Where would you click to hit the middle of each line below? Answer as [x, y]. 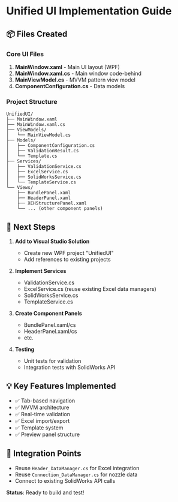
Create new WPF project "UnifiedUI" [69, 252]
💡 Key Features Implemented [61, 386]
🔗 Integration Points [44, 454]
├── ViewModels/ [26, 130]
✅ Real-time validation [43, 414]
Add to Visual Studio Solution [52, 241]
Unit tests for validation [52, 360]
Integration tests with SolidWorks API [70, 367]
